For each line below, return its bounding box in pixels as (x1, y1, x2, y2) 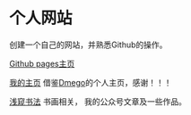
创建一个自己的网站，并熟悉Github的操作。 (9, 39, 168, 50)
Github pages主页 (9, 58, 75, 69)
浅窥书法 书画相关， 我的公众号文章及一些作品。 (9, 95, 187, 107)
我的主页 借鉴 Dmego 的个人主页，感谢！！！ (9, 77, 172, 87)
